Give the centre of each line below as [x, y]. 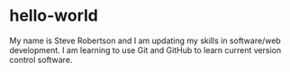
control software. [41, 59]
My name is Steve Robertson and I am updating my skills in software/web [145, 40]
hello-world [54, 16]
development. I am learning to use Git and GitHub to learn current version [145, 49]
